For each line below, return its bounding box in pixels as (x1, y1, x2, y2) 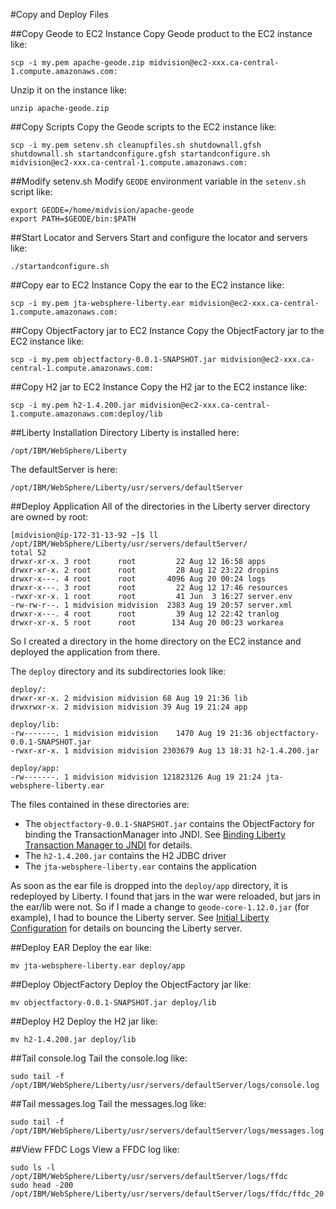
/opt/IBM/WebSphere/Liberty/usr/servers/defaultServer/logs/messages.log (10, 1126, 325, 1136)
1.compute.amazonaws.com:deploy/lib (10, 409, 163, 419)
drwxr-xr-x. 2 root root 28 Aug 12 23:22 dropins (10, 565, 280, 575)
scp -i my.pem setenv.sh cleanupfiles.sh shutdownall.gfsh (10, 140, 262, 150)
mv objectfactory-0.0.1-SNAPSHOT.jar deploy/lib (10, 998, 217, 1008)
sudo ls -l (10, 1163, 56, 1173)
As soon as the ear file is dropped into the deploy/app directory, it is (10, 880, 288, 891)
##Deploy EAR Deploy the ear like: (10, 942, 152, 953)
